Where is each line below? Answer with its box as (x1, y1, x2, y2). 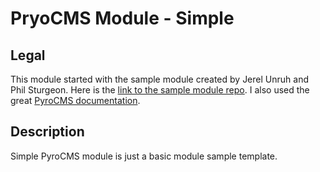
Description (10, 123, 85, 141)
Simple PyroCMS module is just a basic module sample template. (10, 150, 278, 162)
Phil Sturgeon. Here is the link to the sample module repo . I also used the (10, 84, 310, 96)
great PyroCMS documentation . (10, 95, 141, 106)
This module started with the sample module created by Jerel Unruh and (10, 73, 309, 85)
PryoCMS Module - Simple (10, 7, 235, 30)
